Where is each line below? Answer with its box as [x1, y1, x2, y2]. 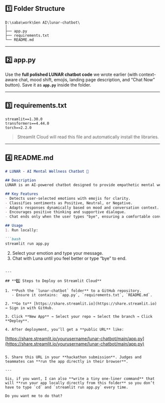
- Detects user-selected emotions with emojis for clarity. [5, 196, 131, 201]
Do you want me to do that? [5, 393, 63, 398]
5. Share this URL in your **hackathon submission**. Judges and [5, 354, 141, 360]
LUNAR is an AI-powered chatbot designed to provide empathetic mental [5, 183, 155, 187]
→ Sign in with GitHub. [5, 305, 54, 310]
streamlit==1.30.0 [5, 117, 43, 122]
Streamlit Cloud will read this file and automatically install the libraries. [17, 134, 159, 140]
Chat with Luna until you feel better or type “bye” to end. [12, 255, 127, 261]
